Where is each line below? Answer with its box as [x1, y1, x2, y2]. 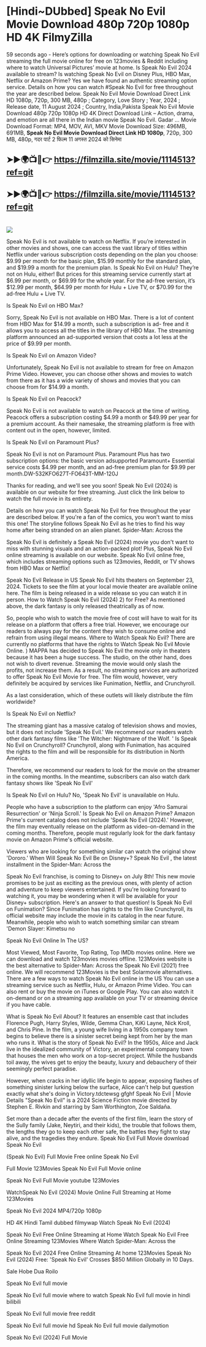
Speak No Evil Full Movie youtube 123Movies [6, 1176, 120, 1184]
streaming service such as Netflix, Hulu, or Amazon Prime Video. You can [6, 981, 192, 988]
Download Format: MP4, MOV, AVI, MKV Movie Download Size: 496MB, [6, 122, 187, 130]
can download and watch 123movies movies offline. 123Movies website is [6, 955, 193, 962]
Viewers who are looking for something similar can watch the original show [6, 848, 196, 855]
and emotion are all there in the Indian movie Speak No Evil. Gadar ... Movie [6, 115, 197, 123]
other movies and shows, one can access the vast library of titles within [6, 244, 188, 251]
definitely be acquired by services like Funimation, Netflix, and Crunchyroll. [6, 679, 196, 687]
